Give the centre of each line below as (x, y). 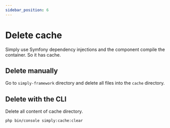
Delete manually (32, 71)
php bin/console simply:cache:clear (44, 121)
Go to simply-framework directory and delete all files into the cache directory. (85, 83)
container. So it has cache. (33, 55)
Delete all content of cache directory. (44, 111)
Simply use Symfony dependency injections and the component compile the (85, 49)
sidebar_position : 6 (27, 10)
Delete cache (34, 35)
